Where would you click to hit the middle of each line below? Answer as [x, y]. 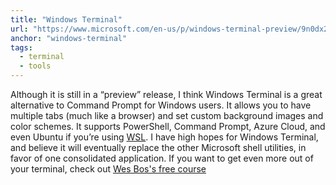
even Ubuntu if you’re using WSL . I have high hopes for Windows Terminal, [164, 137]
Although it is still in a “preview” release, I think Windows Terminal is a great [166, 94]
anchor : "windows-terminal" [69, 38]
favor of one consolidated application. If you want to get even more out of [162, 158]
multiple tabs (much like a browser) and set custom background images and [167, 115]
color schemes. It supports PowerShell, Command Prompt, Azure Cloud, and [168, 126]
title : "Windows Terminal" [66, 19]
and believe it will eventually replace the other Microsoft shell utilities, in [158, 147]
